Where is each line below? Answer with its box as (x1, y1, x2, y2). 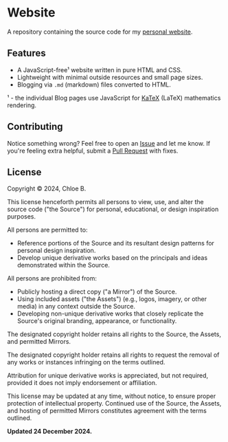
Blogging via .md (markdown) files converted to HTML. (16, 80, 172, 89)
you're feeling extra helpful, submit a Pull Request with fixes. (7, 146, 179, 155)
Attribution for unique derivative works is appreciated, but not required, (7, 371, 209, 379)
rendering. (7, 101, 36, 109)
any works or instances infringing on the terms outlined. (7, 358, 166, 366)
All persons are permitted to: (7, 225, 88, 234)
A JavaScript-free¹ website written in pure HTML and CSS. (16, 65, 183, 74)
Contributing (7, 121, 63, 133)
